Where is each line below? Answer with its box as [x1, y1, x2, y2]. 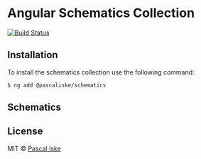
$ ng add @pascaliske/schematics [7, 82, 107, 89]
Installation [7, 49, 58, 61]
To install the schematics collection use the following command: [7, 67, 195, 76]
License [7, 126, 43, 138]
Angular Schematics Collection [7, 5, 195, 21]
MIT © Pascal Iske [7, 144, 62, 153]
